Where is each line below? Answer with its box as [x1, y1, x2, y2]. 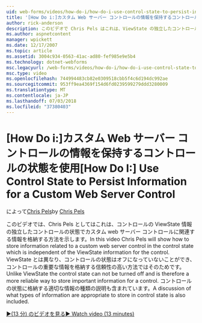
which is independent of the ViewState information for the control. [6, 249, 170, 256]
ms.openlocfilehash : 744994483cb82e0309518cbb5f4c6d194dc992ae [6, 76, 168, 82]
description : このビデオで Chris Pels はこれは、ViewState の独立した [6, 25, 173, 32]
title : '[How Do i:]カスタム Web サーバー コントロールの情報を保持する [6, 14, 173, 20]
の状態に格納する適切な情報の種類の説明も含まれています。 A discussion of [6, 285, 191, 292]
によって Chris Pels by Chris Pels [6, 208, 85, 215]
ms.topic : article [6, 48, 52, 54]
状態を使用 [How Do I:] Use [27, 161, 159, 175]
